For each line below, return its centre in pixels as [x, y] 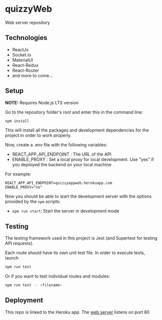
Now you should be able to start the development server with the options [79, 197]
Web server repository [28, 22]
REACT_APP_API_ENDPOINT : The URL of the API [61, 154]
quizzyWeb [29, 9]
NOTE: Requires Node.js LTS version [42, 102]
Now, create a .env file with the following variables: [56, 145]
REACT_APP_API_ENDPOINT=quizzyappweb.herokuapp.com [59, 183]
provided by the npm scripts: [33, 201]
